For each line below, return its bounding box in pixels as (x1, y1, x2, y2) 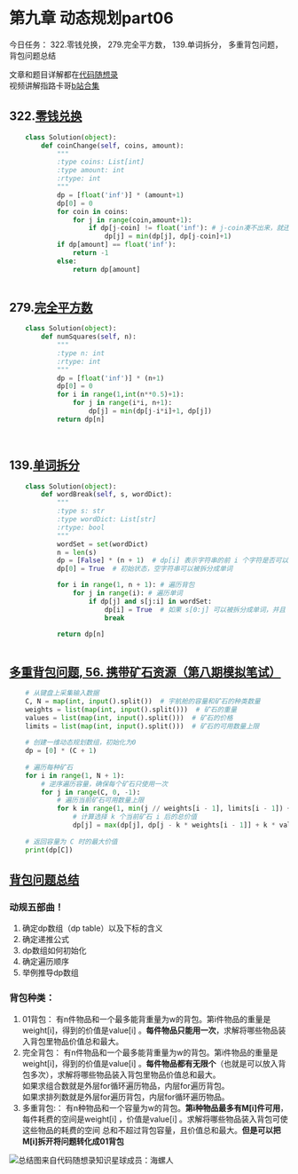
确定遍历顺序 (21, 956, 69, 967)
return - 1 (72, 249, 109, 258)
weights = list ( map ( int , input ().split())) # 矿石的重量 (25, 705, 238, 714)
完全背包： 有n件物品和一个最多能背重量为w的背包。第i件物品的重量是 (21, 1047, 278, 1058)
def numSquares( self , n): (41, 332, 137, 342)
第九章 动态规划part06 (9, 8, 175, 28)
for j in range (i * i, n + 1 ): (72, 399, 173, 408)
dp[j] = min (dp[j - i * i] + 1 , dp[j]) (88, 407, 213, 416)
